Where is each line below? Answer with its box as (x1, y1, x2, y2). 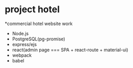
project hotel (5, 4, 60, 15)
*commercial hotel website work (5, 20, 73, 27)
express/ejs (12, 41, 37, 47)
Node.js (12, 30, 29, 36)
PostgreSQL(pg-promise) (12, 36, 66, 42)
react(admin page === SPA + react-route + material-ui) (12, 47, 128, 53)
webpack (12, 52, 32, 58)
